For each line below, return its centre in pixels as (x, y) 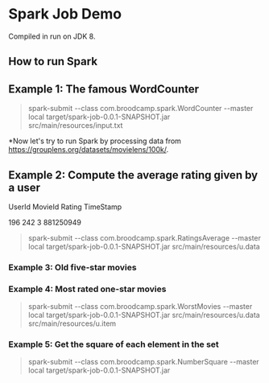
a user (25, 187)
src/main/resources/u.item (72, 323)
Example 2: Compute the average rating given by (133, 175)
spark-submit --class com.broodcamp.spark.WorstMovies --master (140, 307)
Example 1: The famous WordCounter (104, 89)
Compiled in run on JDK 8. (52, 36)
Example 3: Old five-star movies (72, 267)
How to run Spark (53, 62)
